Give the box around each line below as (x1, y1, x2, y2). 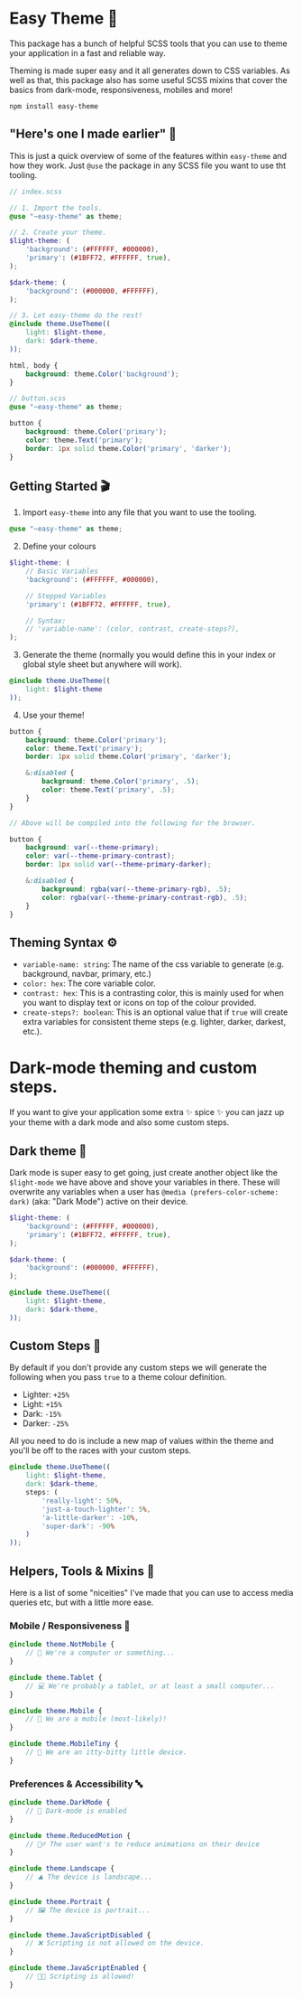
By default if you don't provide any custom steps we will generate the (9, 1362, 268, 1373)
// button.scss (9, 394, 67, 403)
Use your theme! (22, 709, 85, 720)
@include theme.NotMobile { (9, 1640, 115, 1649)
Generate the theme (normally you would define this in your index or (22, 650, 277, 661)
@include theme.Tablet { (9, 1673, 103, 1682)
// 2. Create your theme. (9, 228, 106, 238)
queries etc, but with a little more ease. (9, 1597, 154, 1608)
